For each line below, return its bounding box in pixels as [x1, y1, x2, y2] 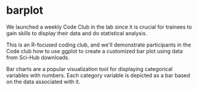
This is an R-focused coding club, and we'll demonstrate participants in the [6, 41, 191, 48]
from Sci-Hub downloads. [6, 54, 70, 61]
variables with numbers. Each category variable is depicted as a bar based [6, 72, 190, 79]
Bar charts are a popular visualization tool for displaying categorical [6, 65, 173, 72]
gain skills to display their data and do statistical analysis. [6, 29, 148, 36]
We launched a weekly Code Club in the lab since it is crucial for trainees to [6, 23, 193, 30]
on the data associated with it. [6, 78, 81, 85]
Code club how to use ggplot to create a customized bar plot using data [6, 47, 183, 54]
